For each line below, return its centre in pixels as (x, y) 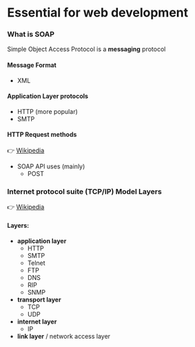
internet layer (37, 321)
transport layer (39, 299)
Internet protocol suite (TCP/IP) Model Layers (84, 192)
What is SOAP (31, 34)
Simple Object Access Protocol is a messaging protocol (86, 49)
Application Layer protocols (48, 96)
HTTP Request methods (42, 135)
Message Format (32, 65)
